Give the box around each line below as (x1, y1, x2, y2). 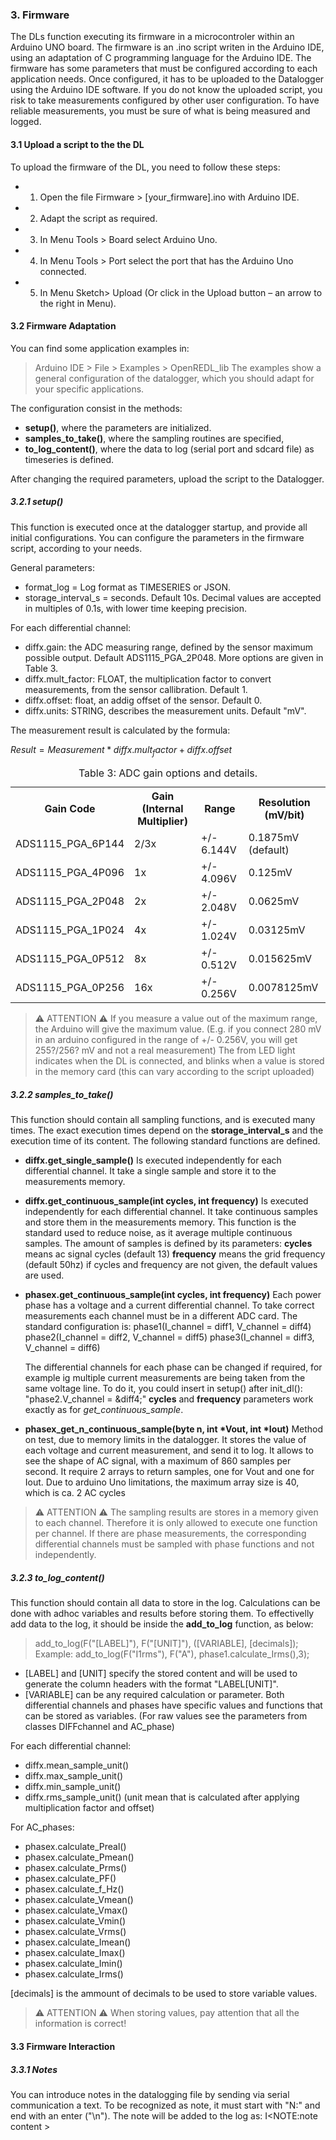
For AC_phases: (10, 1821, 75, 1833)
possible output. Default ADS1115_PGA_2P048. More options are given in (24, 651, 324, 663)
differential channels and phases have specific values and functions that (24, 1699, 323, 1712)
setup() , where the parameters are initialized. (24, 421, 212, 433)
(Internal (141, 802, 184, 816)
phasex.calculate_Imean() (24, 1936, 132, 1948)
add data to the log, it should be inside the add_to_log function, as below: (10, 1618, 314, 1630)
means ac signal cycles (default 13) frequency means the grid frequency (24, 1248, 326, 1260)
